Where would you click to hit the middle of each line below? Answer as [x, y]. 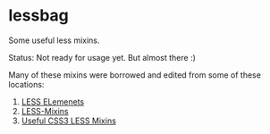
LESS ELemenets [53, 101]
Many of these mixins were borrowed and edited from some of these [135, 75]
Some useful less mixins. [54, 40]
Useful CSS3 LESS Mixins [69, 121]
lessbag [38, 16]
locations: [26, 84]
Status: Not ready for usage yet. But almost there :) [102, 57]
